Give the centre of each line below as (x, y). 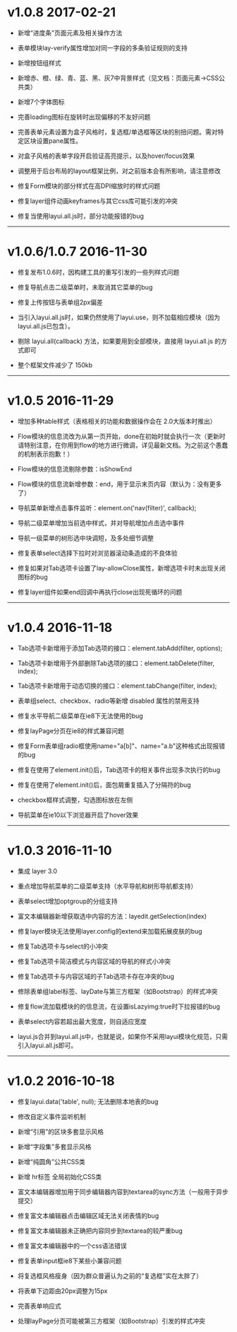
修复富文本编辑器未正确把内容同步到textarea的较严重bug (100, 1230)
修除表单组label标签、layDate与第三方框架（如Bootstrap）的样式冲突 (117, 991)
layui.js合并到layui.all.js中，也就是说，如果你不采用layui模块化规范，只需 (122, 1036)
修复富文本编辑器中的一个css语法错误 (72, 1246)
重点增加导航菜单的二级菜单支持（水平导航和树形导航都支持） (107, 886)
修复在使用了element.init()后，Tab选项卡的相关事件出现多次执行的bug (119, 769)
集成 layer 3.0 (37, 871)
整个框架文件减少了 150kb (55, 364)
